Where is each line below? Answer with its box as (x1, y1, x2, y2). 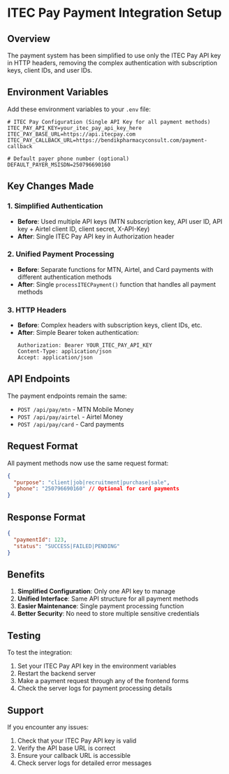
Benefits (7, 568, 45, 580)
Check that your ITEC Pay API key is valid (17, 736, 137, 745)
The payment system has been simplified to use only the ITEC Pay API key (7, 51, 221, 59)
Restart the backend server (17, 669, 96, 678)
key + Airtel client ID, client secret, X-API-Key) (17, 224, 150, 233)
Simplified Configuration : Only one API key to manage (17, 587, 176, 596)
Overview (7, 33, 51, 45)
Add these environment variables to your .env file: (7, 105, 152, 113)
